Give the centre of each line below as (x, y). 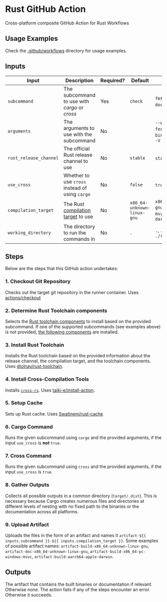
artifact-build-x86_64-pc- (118, 552)
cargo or (73, 107)
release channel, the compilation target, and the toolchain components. (78, 361)
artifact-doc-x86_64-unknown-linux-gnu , (47, 551)
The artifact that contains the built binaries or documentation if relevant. (79, 584)
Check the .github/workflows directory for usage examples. (66, 50)
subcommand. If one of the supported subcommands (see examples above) (83, 326)
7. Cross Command (28, 456)
